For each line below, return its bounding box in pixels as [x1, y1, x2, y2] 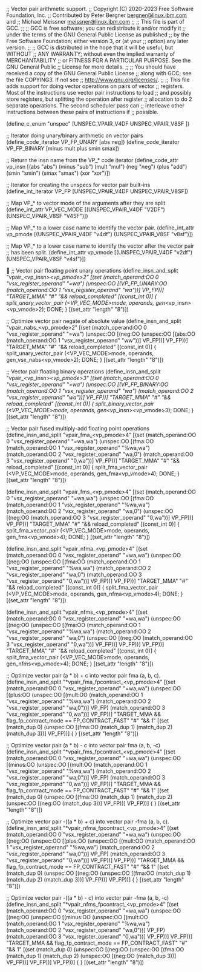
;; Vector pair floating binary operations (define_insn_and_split [6, 368, 161, 375]
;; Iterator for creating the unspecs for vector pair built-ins [6, 182, 151, 188]
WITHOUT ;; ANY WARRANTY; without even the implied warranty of [6, 50, 175, 57]
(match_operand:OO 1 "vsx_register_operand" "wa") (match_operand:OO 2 [6, 387, 194, 394]
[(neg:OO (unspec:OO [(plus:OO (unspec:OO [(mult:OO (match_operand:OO [6, 837, 195, 845]
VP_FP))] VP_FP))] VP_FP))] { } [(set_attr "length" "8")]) [6, 959, 144, 966]
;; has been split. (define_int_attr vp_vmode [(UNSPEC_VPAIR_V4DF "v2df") [6, 249, 193, 256]
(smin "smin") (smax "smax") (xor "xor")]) [6, 169, 111, 177]
